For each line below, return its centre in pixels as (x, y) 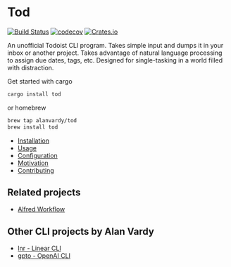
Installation (33, 141)
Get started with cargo (40, 81)
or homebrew (27, 108)
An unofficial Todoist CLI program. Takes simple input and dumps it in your (115, 45)
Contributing (36, 170)
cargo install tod (34, 94)
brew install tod (33, 127)
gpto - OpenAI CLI (44, 256)
